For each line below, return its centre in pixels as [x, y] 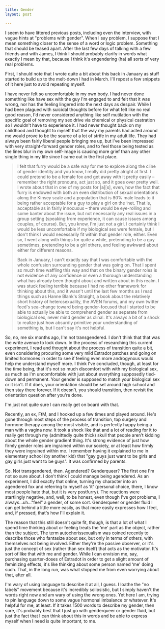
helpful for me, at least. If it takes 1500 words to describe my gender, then [80, 605]
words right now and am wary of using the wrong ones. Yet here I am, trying [82, 594]
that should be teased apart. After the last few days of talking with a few [78, 48]
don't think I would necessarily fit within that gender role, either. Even [87, 234]
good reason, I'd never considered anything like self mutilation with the [77, 114]
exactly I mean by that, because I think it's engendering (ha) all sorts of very [82, 59]
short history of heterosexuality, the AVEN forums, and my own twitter [88, 301]
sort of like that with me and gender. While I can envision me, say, [72, 554]
